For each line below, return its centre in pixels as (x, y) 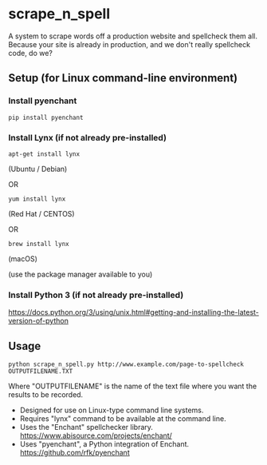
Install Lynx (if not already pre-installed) (88, 137)
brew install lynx (39, 244)
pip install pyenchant (46, 117)
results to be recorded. (46, 395)
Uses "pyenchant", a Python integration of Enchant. (104, 444)
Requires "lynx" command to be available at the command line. (123, 419)
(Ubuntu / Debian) (38, 169)
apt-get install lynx (44, 154)
